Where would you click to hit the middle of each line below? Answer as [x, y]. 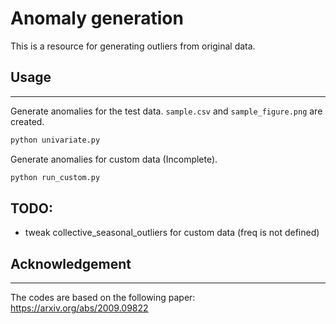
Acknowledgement [71, 263]
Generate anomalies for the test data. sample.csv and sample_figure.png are [166, 111]
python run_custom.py [55, 177]
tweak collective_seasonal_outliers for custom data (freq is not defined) [172, 233]
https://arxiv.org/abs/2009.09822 [79, 308]
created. [27, 121]
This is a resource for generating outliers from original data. [133, 46]
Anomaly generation [97, 18]
